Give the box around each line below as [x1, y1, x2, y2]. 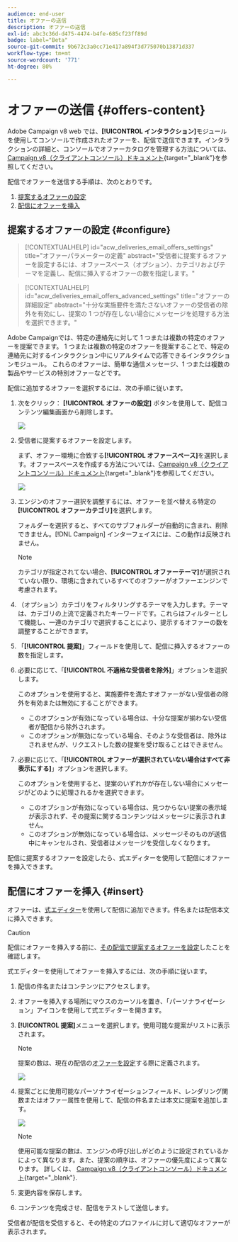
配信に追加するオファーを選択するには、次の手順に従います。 [7, 384, 187, 393]
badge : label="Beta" [7, 37, 69, 44]
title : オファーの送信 [7, 17, 67, 24]
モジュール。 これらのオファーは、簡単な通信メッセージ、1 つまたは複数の [13, 360, 230, 368]
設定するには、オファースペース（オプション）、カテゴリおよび [37, 260, 220, 269]
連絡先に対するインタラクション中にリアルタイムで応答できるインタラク [7, 351, 218, 360]
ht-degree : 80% [7, 63, 52, 70]
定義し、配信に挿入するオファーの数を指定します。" [43, 269, 195, 278]
